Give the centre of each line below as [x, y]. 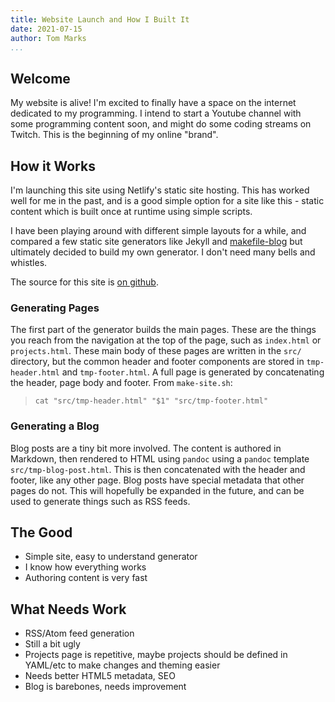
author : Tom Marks [48, 38]
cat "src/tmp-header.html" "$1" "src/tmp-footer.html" [151, 401]
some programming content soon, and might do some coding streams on [161, 124]
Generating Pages [55, 308]
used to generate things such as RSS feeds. [100, 501]
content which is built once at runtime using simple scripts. [131, 211]
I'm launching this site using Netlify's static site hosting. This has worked [160, 190]
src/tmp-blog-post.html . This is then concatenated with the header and [158, 469]
